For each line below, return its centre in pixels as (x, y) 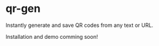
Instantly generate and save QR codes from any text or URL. (79, 25)
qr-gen (23, 9)
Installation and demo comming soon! (52, 36)
